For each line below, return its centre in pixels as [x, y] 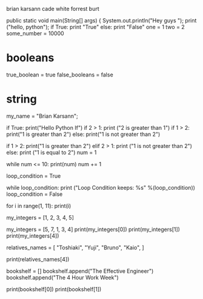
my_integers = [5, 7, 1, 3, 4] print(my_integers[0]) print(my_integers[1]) [93, 229]
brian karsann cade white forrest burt [53, 9]
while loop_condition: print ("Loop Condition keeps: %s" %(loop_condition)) [101, 187]
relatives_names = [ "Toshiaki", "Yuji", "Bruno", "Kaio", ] [75, 247]
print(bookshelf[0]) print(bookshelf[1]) [54, 289]
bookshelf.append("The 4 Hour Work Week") [63, 277]
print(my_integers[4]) [33, 235]
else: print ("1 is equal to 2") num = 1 [52, 152]
